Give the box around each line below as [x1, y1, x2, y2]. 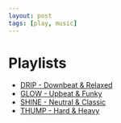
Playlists [8, 54, 67, 72]
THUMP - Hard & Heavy [19, 106, 100, 116]
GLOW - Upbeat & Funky [19, 89, 102, 99]
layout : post [8, 11, 52, 20]
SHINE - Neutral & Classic [19, 97, 106, 107]
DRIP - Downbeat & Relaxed [19, 80, 113, 90]
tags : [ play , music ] [8, 19, 78, 27]
